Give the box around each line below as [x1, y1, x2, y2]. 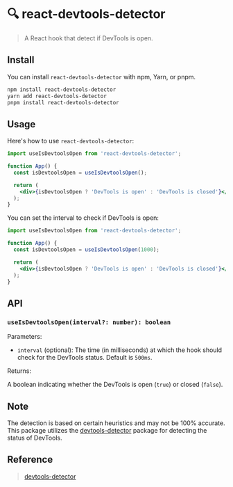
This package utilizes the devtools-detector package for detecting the [7, 426, 207, 434]
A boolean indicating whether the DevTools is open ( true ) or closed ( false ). [7, 381, 223, 389]
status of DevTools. [7, 433, 62, 442]
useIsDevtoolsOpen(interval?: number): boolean [7, 318, 171, 326]
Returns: [7, 367, 32, 375]
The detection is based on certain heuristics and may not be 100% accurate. [7, 419, 225, 427]
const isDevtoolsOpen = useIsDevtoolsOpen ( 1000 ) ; [13, 246, 159, 253]
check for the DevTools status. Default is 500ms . [17, 353, 153, 362]
